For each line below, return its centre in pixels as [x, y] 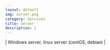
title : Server [20, 24]
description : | [21, 28]
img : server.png [22, 14]
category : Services [25, 19]
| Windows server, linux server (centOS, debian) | [55, 42]
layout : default [22, 10]
